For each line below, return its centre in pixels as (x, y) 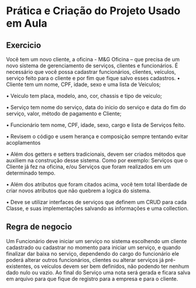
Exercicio (24, 45)
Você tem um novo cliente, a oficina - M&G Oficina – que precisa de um (93, 59)
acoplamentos (24, 143)
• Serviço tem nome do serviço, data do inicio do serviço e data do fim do (96, 107)
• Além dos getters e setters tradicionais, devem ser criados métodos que (96, 154)
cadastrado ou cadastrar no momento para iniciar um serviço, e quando (94, 247)
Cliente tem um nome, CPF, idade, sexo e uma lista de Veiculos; (84, 84)
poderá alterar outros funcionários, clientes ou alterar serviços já (85, 260)
